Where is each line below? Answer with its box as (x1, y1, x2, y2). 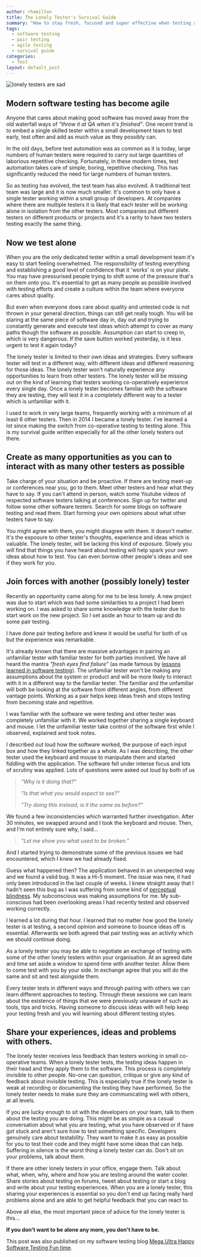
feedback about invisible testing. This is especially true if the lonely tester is (6, 1078, 193, 1085)
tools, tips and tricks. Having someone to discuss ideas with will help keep (6, 1003, 190, 1011)
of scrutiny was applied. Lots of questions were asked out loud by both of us (6, 766, 195, 773)
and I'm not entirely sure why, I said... (6, 825, 99, 833)
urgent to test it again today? (6, 342, 77, 348)
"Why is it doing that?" (20, 777, 77, 785)
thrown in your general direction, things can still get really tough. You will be (6, 310, 193, 316)
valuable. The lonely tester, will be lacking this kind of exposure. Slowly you (6, 540, 193, 547)
